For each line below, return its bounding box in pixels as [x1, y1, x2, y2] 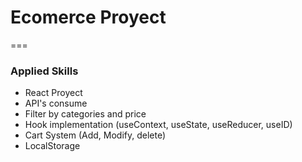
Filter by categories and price [24, 108, 147, 120]
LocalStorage [24, 140, 81, 152]
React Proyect [24, 87, 83, 99]
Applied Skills [10, 64, 79, 78]
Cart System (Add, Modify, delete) [24, 129, 167, 141]
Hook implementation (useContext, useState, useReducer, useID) [24, 119, 293, 131]
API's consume [24, 97, 88, 110]
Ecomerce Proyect [10, 6, 167, 29]
